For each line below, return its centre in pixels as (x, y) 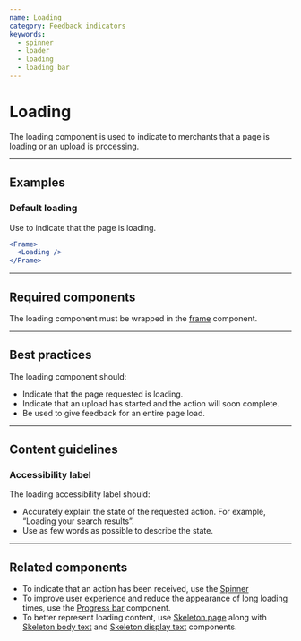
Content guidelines (64, 450)
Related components (69, 567)
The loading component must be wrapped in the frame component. (133, 318)
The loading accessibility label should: (80, 494)
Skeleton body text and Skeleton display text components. (129, 627)
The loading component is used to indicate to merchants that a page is (140, 136)
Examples (37, 183)
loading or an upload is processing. (74, 146)
